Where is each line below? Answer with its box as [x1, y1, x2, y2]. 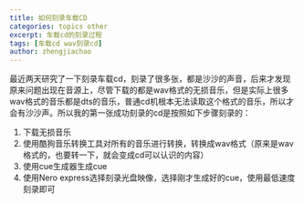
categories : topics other [9, 22, 108, 31]
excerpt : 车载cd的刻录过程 [9, 30, 103, 39]
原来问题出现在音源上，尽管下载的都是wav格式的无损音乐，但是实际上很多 [9, 85, 289, 96]
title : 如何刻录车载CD [9, 13, 88, 23]
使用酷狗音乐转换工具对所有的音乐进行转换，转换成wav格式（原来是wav [22, 138, 294, 149]
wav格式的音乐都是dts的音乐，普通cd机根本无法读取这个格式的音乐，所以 [9, 96, 287, 107]
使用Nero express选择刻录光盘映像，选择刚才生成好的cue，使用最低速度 [22, 172, 296, 183]
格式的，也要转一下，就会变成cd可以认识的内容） [22, 149, 209, 160]
